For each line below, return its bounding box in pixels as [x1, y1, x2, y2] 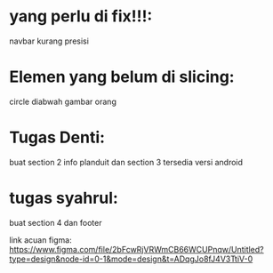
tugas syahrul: [9, 189, 118, 208]
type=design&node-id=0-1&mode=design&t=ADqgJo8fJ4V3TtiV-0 [9, 253, 253, 264]
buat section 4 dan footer [9, 217, 102, 228]
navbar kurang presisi [9, 36, 89, 46]
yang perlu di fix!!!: [9, 6, 153, 27]
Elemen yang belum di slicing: [9, 67, 235, 87]
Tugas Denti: [9, 127, 105, 148]
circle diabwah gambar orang [9, 96, 117, 107]
